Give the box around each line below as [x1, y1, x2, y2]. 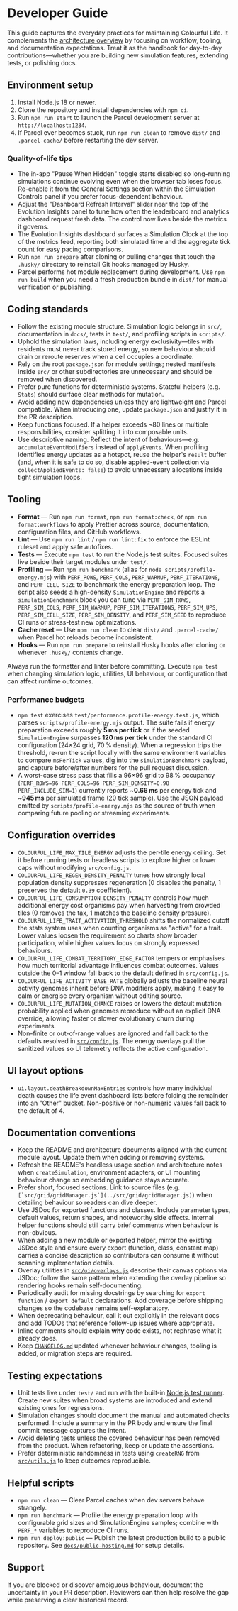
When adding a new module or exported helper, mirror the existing [17, 1236, 212, 1245]
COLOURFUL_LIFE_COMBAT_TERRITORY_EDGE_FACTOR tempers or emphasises [17, 953, 225, 962]
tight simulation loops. [17, 473, 83, 481]
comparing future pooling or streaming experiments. [17, 808, 171, 817]
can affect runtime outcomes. [7, 676, 93, 686]
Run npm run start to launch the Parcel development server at [17, 113, 200, 121]
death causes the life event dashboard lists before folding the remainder [17, 1091, 229, 1099]
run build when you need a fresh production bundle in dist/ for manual [17, 275, 228, 284]
